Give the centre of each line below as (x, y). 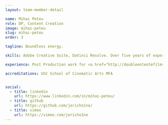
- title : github (26, 101)
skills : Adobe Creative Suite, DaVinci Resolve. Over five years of (78, 55)
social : (13, 87)
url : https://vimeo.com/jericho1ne (51, 115)
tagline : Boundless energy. (34, 46)
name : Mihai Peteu (24, 19)
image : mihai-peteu (25, 28)
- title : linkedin (29, 91)
